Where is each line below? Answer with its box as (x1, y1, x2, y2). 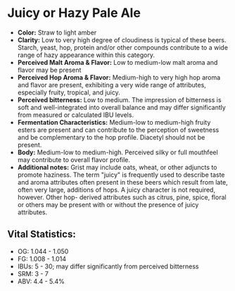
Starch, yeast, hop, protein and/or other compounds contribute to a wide (17, 43, 229, 51)
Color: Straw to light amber (17, 28, 97, 37)
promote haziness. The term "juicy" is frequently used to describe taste (17, 171, 225, 179)
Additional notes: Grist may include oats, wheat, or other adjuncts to (17, 163, 217, 171)
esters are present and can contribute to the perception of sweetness (17, 125, 220, 134)
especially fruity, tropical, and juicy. (17, 88, 121, 97)
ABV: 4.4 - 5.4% (17, 277, 65, 285)
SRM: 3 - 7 (17, 269, 49, 278)
